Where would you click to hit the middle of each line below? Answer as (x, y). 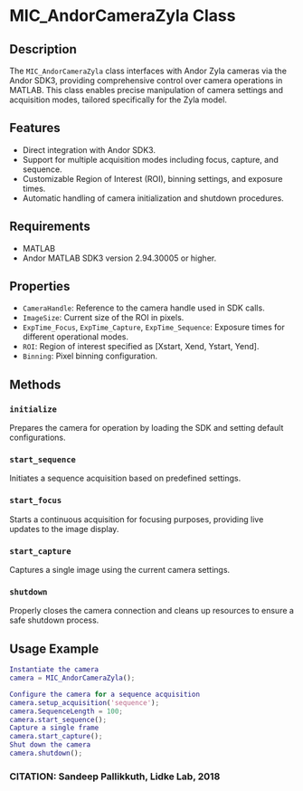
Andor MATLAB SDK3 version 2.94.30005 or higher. (119, 258)
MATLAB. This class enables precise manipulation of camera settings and (146, 90)
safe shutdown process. (54, 620)
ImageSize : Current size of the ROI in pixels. (103, 318)
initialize (33, 409)
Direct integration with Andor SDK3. (89, 149)
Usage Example (54, 648)
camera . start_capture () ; (56, 737)
